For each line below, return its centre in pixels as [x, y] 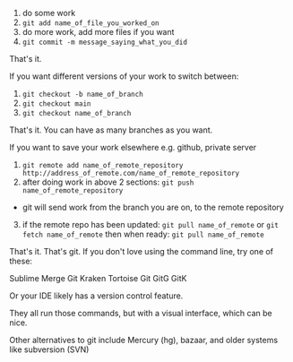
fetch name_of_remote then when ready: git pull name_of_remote [143, 234]
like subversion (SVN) [49, 349]
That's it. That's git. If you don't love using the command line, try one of [142, 251]
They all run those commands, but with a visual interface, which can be [141, 313]
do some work [49, 13]
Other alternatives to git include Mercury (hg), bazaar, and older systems [144, 340]
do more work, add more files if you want [98, 32]
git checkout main [56, 104]
